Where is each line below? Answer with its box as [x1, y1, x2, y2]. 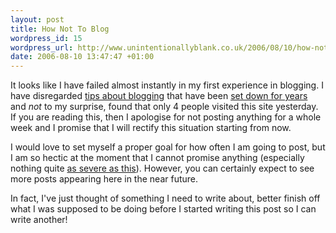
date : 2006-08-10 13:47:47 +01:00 [10, 52, 155, 62]
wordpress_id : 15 [10, 33, 83, 43]
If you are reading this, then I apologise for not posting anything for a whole [10, 111, 322, 123]
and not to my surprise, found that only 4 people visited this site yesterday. [10, 101, 319, 113]
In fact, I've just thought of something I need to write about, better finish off [10, 192, 321, 205]
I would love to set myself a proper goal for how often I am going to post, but [10, 141, 326, 153]
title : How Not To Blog [10, 24, 110, 34]
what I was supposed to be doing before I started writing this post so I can [10, 203, 317, 215]
